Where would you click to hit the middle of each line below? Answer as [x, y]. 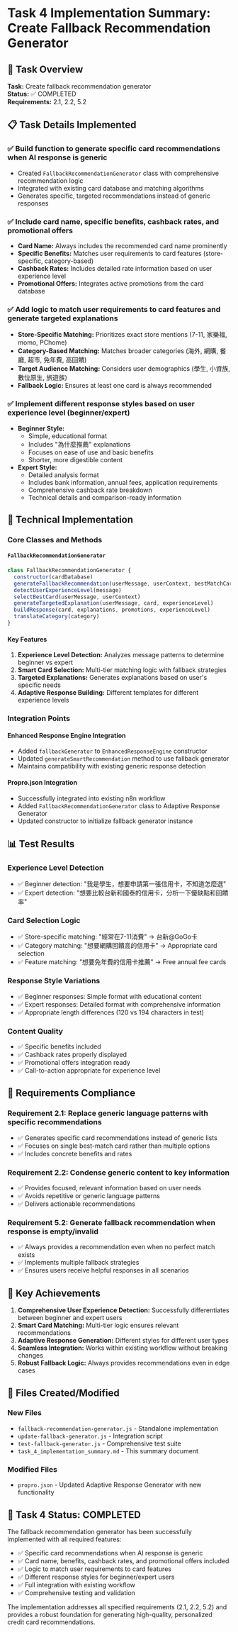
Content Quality [35, 1031]
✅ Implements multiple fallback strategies [78, 1263]
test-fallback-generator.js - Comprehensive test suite [100, 1443]
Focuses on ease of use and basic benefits [91, 452]
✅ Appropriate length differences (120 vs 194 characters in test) [110, 1012]
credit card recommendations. [51, 1622]
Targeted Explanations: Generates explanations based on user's [112, 678]
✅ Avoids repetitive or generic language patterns [89, 1196]
